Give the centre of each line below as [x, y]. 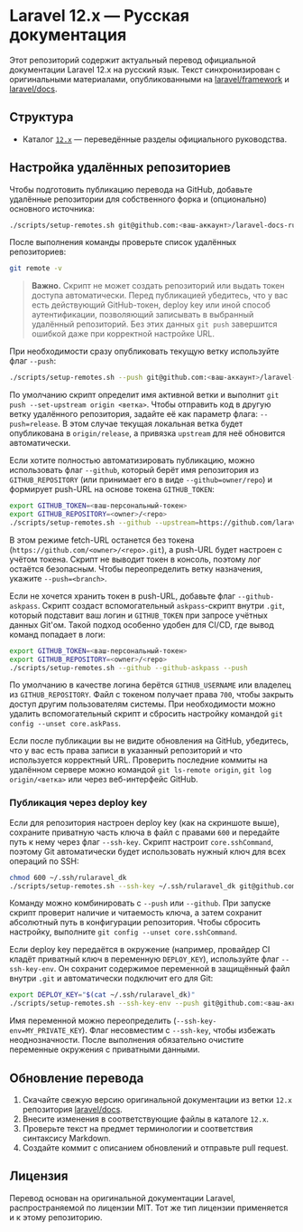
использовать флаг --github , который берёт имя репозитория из [134, 470]
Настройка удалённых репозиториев [120, 168]
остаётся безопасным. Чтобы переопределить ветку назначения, [136, 569]
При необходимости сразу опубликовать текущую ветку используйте [144, 351]
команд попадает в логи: [57, 634]
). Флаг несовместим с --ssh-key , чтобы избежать [179, 1030]
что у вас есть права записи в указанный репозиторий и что [126, 751]
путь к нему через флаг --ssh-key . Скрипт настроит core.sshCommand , [142, 841]
